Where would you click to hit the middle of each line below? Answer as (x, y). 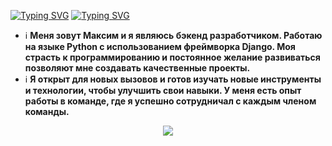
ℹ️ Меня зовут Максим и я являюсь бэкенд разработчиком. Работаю (173, 35)
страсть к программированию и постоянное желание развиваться (172, 57)
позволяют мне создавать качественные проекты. (137, 68)
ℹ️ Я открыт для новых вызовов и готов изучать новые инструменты (173, 79)
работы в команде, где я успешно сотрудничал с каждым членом (170, 101)
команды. (47, 111)
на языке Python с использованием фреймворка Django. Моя (160, 46)
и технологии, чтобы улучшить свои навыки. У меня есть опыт (163, 90)
